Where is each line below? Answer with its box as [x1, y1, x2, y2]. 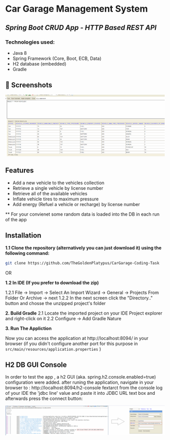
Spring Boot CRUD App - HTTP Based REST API [5, 23, 157, 32]
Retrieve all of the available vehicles [12, 190, 88, 196]
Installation [5, 231, 41, 240]
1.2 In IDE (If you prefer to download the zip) [5, 280, 99, 286]
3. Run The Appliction [5, 325, 52, 331]
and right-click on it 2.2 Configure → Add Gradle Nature [5, 315, 121, 321]
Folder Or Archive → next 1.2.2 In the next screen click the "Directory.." [5, 295, 153, 301]
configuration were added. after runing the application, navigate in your [5, 379, 154, 386]
